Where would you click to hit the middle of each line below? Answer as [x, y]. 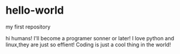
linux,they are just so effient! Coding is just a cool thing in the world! [88, 45]
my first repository [28, 27]
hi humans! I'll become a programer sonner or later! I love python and [90, 38]
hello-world [35, 10]
